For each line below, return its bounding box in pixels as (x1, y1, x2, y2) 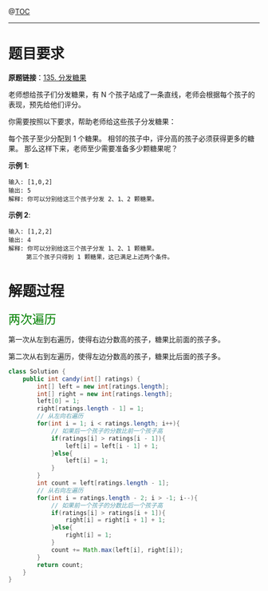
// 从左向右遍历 (37, 412, 84, 421)
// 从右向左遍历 (37, 486, 84, 494)
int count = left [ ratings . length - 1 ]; (37, 479, 170, 487)
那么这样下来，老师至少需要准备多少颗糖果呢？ (23, 143, 178, 153)
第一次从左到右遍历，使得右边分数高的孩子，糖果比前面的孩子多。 (8, 334, 225, 344)
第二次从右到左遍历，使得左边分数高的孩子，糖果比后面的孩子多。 (8, 351, 225, 361)
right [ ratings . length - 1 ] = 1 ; (37, 405, 145, 413)
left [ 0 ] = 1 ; (37, 397, 81, 405)
